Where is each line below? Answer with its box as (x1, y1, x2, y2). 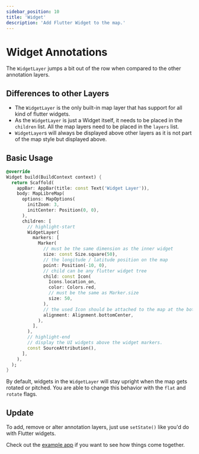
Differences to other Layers (6, 88, 110, 99)
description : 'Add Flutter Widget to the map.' (6, 20, 126, 26)
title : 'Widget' (6, 14, 46, 20)
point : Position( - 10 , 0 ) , (43, 262, 108, 268)
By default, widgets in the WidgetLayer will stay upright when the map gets (6, 378, 188, 385)
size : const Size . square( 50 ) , (43, 252, 118, 258)
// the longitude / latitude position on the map (43, 256, 168, 263)
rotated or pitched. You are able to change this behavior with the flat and (6, 384, 186, 392)
